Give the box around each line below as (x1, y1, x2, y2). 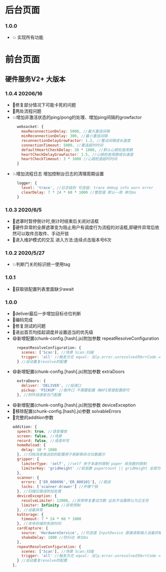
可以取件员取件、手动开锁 (16, 231, 69, 237)
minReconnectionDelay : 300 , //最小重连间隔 (21, 133, 108, 139)
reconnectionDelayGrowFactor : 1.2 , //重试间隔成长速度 (21, 138, 131, 143)
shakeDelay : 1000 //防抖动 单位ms (21, 535, 89, 540)
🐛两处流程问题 (12, 108, 41, 114)
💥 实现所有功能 (12, 34, 43, 40)
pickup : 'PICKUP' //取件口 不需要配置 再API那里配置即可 (21, 388, 130, 393)
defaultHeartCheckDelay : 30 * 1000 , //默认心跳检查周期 (21, 147, 133, 152)
